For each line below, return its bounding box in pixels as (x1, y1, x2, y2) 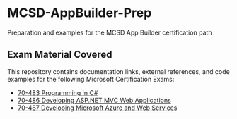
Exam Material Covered (7, 49, 112, 61)
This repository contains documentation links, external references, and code (7, 67, 230, 75)
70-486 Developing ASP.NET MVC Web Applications (17, 96, 171, 104)
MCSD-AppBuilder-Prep (7, 5, 152, 21)
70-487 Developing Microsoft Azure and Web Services (17, 104, 178, 112)
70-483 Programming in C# (17, 88, 98, 96)
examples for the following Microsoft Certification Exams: (7, 75, 175, 83)
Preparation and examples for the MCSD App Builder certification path (7, 28, 212, 37)
